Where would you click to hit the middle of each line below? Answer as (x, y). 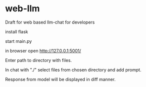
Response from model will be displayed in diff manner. (60, 79)
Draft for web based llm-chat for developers (50, 22)
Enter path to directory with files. (39, 60)
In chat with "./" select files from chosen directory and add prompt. (73, 70)
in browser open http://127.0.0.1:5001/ (43, 51)
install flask (17, 31)
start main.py (19, 41)
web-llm (23, 9)
